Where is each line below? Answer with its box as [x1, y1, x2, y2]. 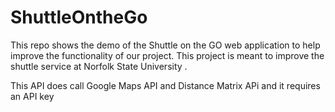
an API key [10, 90, 55, 102]
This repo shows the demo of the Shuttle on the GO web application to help [10, 39, 321, 51]
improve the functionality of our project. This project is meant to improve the [10, 49, 325, 61]
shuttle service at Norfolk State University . [10, 60, 188, 72]
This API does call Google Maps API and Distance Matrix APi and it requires [10, 79, 321, 91]
